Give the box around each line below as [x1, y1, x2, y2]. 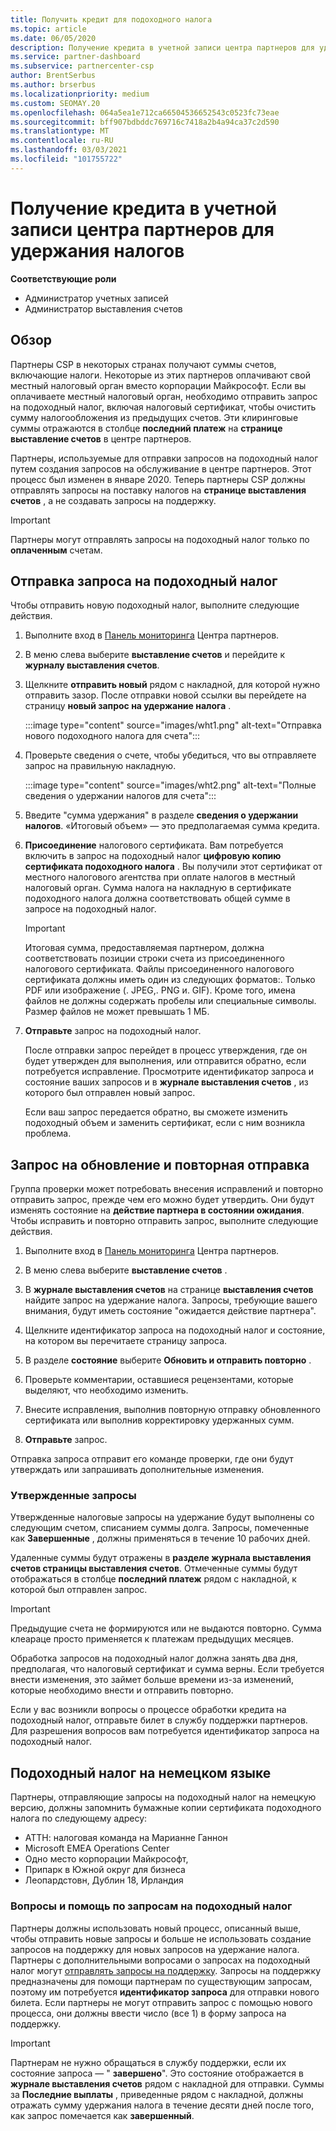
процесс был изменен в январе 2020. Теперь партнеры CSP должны [10, 473, 306, 485]
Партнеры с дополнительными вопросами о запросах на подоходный [10, 1954, 311, 1966]
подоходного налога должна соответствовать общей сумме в [24, 892, 291, 905]
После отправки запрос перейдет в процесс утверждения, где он [24, 1044, 308, 1056]
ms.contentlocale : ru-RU [10, 136, 114, 146]
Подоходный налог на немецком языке [10, 1764, 272, 1781]
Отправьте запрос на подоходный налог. [24, 1025, 202, 1037]
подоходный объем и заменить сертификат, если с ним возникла [24, 1117, 306, 1129]
